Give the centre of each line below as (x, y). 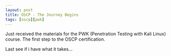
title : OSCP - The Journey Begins (42, 15)
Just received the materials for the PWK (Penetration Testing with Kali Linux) (86, 34)
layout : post (19, 10)
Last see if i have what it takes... (39, 49)
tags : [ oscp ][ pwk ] (25, 19)
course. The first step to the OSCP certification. (55, 39)
